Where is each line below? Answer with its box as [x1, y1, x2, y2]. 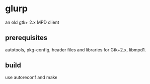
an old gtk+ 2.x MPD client [5, 19, 60, 25]
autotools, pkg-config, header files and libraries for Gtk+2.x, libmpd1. [5, 46, 146, 52]
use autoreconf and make [5, 74, 58, 80]
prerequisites [5, 34, 48, 42]
